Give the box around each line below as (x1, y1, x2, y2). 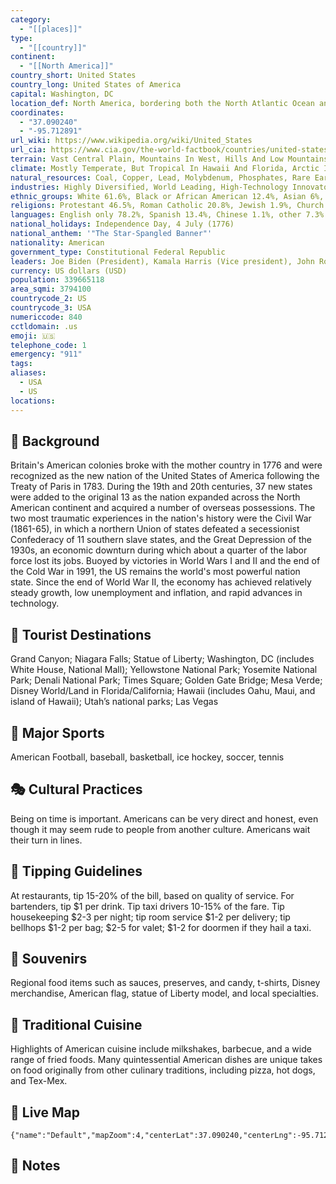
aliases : (10, 368, 47, 378)
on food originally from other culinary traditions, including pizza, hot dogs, (10, 1064, 316, 1076)
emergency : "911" (10, 349, 83, 360)
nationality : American (10, 237, 105, 248)
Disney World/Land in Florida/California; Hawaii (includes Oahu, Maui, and (10, 685, 316, 697)
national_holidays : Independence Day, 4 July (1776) (10, 219, 235, 230)
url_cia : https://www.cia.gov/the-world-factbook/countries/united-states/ (10, 145, 333, 155)
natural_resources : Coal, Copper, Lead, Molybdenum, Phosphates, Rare (10, 172, 311, 183)
